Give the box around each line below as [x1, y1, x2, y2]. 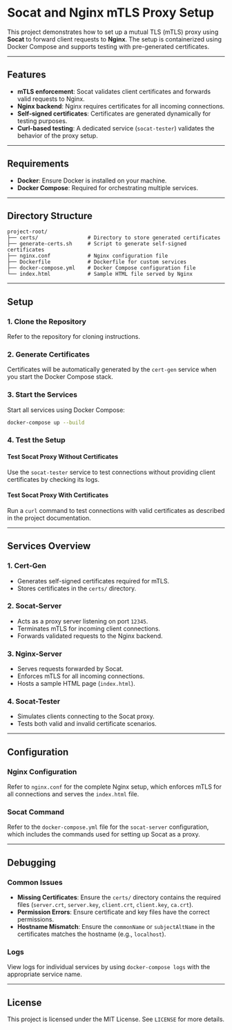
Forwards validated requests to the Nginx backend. [17, 631, 163, 640]
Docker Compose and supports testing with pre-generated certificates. [7, 42, 209, 50]
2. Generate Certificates [7, 349, 90, 359]
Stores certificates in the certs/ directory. [17, 584, 137, 592]
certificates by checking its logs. [7, 475, 100, 483]
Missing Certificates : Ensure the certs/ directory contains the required [17, 893, 221, 901]
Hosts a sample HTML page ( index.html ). [17, 680, 136, 688]
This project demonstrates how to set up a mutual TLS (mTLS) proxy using [7, 28, 219, 36]
